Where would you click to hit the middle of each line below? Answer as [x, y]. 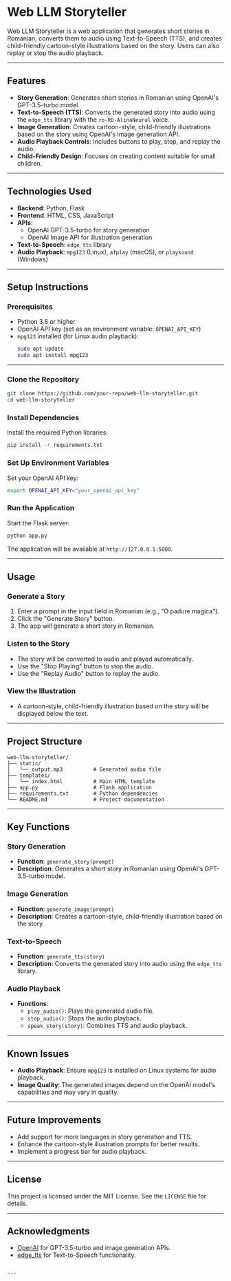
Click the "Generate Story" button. [66, 619]
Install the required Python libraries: [58, 433]
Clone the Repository [43, 379]
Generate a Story [36, 596]
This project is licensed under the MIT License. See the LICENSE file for [107, 1196]
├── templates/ [29, 775]
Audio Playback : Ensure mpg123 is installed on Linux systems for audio [117, 1071]
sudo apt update [40, 349]
